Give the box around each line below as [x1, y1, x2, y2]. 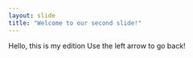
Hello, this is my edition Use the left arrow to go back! [8, 41, 187, 50]
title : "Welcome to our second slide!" [8, 19, 142, 27]
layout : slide [8, 11, 56, 20]
